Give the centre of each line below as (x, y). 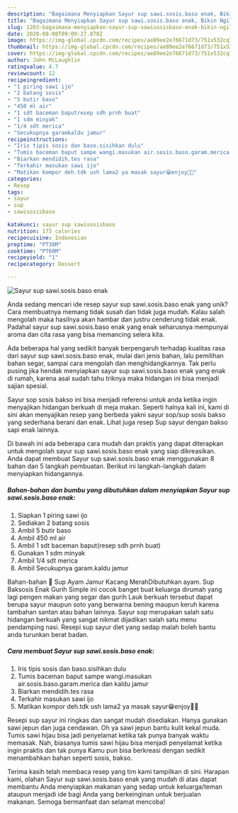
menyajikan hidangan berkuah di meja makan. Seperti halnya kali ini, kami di (118, 407)
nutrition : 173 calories (44, 231)
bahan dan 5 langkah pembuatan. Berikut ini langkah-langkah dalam (107, 466)
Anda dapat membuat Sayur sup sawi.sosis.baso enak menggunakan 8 (111, 459)
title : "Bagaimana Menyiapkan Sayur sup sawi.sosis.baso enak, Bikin (112, 21)
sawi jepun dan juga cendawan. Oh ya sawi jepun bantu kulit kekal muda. (114, 727)
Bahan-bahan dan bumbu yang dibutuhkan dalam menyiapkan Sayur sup (119, 490)
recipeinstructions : (38, 139)
